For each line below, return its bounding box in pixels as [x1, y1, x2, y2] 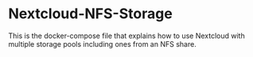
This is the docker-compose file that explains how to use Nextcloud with [8, 31, 245, 40]
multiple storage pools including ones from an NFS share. [8, 39, 197, 48]
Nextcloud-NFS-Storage [8, 5, 173, 23]
